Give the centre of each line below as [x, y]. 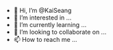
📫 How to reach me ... [45, 40]
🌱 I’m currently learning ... [50, 25]
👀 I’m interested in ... [42, 18]
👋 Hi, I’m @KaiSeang [42, 10]
